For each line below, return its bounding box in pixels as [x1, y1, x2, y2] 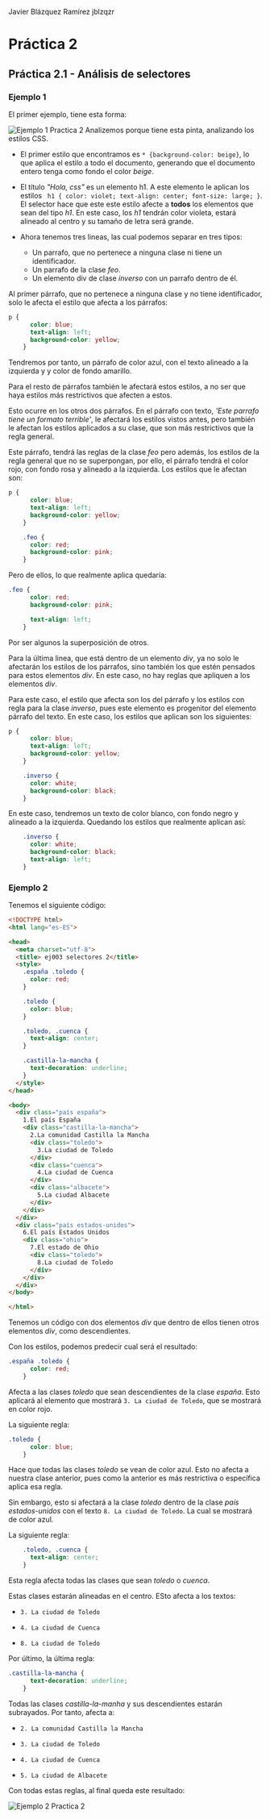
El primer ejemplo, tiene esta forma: [8, 109, 127, 119]
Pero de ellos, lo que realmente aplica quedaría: [8, 570, 167, 580]
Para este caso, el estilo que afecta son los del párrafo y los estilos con [8, 694, 245, 704]
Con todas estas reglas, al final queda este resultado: [8, 1785, 185, 1795]
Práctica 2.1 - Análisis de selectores [8, 67, 191, 81]
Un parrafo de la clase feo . [31, 264, 121, 274]
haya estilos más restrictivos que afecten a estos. [8, 390, 173, 400]
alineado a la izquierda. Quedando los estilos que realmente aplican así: [8, 818, 247, 827]
